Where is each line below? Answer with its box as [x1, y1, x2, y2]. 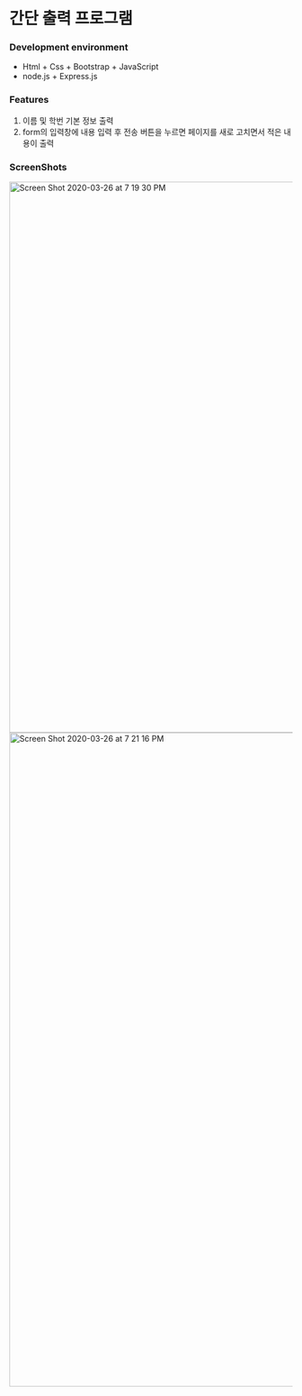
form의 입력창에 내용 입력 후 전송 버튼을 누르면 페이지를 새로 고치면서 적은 [22, 126, 282, 137]
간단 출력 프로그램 [9, 8, 133, 29]
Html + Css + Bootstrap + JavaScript [22, 61, 159, 72]
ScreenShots [9, 160, 67, 173]
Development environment [9, 41, 129, 54]
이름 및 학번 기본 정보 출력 [22, 114, 114, 126]
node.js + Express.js [22, 71, 98, 82]
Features [9, 94, 49, 106]
